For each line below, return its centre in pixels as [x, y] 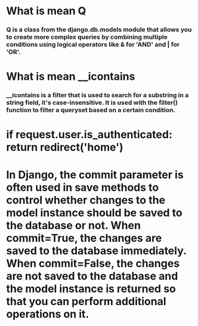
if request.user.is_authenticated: [89, 135]
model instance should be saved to [95, 212]
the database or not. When [74, 225]
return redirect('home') [65, 148]
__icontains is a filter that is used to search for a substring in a [98, 95]
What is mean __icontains [71, 77]
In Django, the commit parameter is [95, 175]
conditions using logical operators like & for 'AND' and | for [93, 45]
